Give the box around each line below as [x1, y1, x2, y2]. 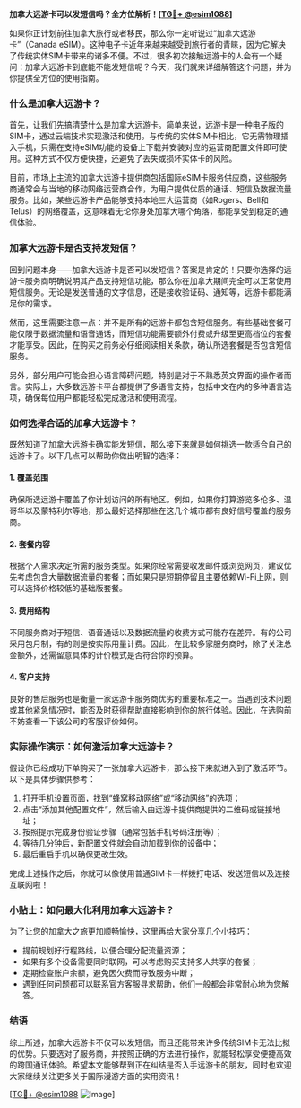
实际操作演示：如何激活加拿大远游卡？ [9, 740, 175, 753]
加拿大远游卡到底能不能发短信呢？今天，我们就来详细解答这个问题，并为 [24, 62, 292, 72]
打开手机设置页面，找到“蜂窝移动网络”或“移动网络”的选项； [21, 793, 241, 803]
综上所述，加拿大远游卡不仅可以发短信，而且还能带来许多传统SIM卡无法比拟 [9, 1037, 291, 1048]
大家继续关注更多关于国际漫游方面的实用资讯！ [9, 1070, 182, 1081]
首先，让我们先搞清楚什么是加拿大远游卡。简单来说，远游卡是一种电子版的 [9, 120, 284, 130]
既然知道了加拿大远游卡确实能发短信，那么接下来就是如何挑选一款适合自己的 [9, 439, 292, 449]
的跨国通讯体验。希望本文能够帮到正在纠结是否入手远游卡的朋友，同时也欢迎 [9, 1059, 292, 1070]
